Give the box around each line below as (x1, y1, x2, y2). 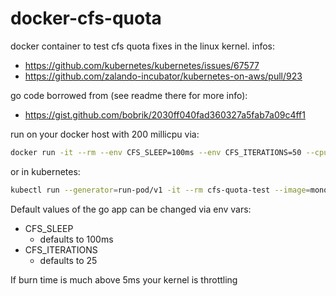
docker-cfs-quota (10, 7, 162, 30)
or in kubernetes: (10, 165, 81, 177)
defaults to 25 (39, 254, 98, 266)
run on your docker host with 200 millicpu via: (10, 128, 200, 140)
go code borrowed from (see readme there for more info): (10, 89, 248, 101)
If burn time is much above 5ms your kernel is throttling (10, 273, 238, 286)
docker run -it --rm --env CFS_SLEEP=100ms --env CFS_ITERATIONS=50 (10, 147, 302, 157)
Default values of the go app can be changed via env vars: (10, 203, 252, 215)
